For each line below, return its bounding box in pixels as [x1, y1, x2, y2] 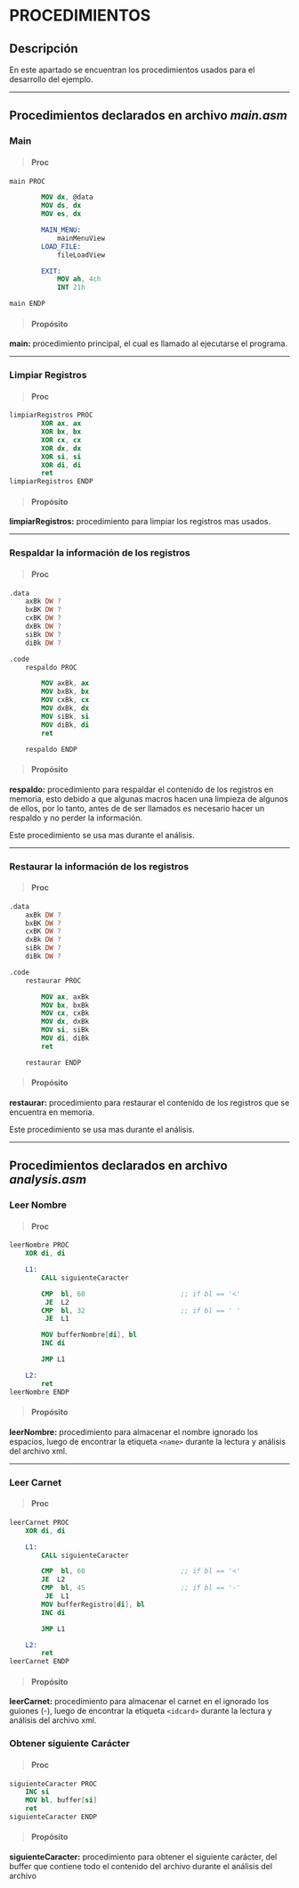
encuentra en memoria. [9, 1107, 95, 1117]
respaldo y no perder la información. [9, 812, 143, 823]
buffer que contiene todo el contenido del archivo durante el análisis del [9, 1861, 273, 1872]
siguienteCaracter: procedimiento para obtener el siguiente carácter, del [9, 1851, 278, 1862]
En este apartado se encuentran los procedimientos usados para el [9, 64, 255, 75]
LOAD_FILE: [41, 242, 82, 251]
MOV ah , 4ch [56, 275, 101, 284]
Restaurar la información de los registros [9, 860, 190, 872]
